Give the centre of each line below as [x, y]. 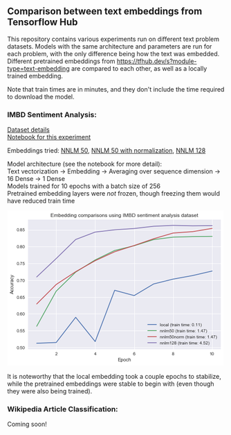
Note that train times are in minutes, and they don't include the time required [116, 89]
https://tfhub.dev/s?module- [157, 61]
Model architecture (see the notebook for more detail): [85, 164]
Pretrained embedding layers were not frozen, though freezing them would [113, 194]
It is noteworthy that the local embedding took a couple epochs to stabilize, [114, 377]
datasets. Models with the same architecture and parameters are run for [110, 46]
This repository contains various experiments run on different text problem [113, 39]
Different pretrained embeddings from [61, 61]
